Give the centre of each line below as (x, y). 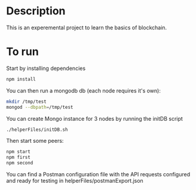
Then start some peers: (35, 141)
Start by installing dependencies (46, 68)
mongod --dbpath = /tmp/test (40, 107)
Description (36, 11)
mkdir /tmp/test (26, 102)
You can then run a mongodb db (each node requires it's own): (84, 90)
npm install (21, 79)
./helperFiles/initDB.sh (37, 130)
